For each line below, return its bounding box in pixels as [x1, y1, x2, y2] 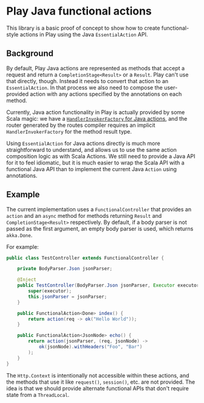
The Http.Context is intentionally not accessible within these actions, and [6, 371, 189, 379]
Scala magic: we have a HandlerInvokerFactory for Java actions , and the [6, 115, 188, 122]
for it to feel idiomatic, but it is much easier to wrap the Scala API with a [6, 159, 185, 166]
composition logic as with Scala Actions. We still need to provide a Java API [6, 152, 195, 160]
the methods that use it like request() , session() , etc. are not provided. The [6, 378, 195, 385]
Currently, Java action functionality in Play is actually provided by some [6, 108, 185, 116]
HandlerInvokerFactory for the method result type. [6, 127, 132, 135]
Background [6, 49, 53, 59]
